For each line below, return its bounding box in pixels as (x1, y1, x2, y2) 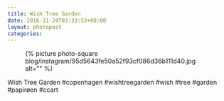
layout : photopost (7, 23, 62, 30)
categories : (7, 30, 43, 37)
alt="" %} (25, 64, 53, 73)
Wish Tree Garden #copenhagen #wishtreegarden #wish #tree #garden (7, 78, 218, 87)
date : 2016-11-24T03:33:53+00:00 (7, 17, 107, 24)
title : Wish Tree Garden (7, 10, 81, 18)
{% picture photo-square (25, 49, 98, 58)
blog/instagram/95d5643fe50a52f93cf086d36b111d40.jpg (25, 57, 196, 66)
